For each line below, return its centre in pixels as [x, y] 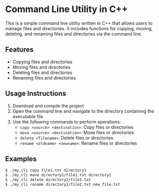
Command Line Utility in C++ [67, 9]
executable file [28, 116]
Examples [21, 159]
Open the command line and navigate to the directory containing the [83, 111]
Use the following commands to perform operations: [67, 122]
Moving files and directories [42, 67]
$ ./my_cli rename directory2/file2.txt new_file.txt [63, 184]
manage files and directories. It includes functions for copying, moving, [79, 28]
